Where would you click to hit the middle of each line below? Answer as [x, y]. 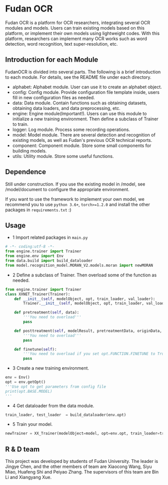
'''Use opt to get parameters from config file [56, 387]
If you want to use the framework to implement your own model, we [75, 199]
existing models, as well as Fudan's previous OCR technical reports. [82, 140]
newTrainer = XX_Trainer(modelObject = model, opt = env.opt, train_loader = [82, 434]
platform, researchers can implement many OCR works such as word [76, 39]
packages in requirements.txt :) [38, 210]
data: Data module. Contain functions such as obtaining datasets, [80, 103]
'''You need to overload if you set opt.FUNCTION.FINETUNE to [89, 354]
